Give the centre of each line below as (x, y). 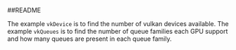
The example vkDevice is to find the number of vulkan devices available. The (118, 24)
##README (24, 10)
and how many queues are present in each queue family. (89, 39)
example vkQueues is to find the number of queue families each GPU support (118, 31)
